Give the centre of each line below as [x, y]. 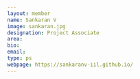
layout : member [29, 13]
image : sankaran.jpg [37, 26]
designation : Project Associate [53, 33]
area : [15, 39]
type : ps [20, 58]
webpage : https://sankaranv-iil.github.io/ [70, 65]
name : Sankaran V [32, 20]
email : [16, 52]
